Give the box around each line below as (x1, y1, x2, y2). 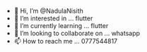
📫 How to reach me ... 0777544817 (13, 37, 118, 45)
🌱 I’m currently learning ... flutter (13, 22, 109, 30)
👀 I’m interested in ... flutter (13, 14, 93, 22)
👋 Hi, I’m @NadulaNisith (13, 7, 83, 15)
